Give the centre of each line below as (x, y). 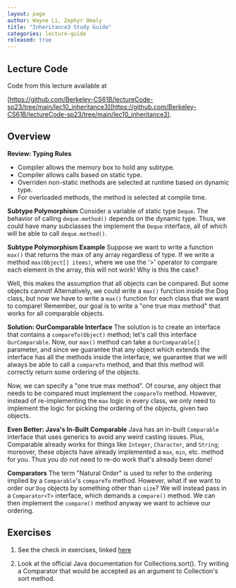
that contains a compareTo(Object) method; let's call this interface (102, 334)
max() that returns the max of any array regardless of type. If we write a (111, 254)
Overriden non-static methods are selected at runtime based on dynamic (123, 182)
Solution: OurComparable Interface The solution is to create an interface (114, 327)
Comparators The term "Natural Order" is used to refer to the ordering (110, 473)
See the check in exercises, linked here (74, 550)
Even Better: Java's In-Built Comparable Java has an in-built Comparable (113, 429)
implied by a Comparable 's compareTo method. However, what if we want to (114, 480)
